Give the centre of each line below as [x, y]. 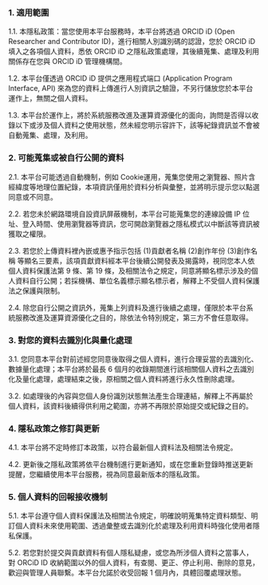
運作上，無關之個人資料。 [50, 98]
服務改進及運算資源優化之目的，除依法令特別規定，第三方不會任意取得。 [134, 318]
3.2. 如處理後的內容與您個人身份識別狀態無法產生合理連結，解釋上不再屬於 [131, 396]
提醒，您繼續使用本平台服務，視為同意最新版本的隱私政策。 [106, 474]
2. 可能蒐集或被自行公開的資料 [66, 158]
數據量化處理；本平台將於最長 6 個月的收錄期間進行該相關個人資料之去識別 [131, 369]
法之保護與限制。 [36, 291]
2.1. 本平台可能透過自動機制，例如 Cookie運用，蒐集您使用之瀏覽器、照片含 [132, 176]
